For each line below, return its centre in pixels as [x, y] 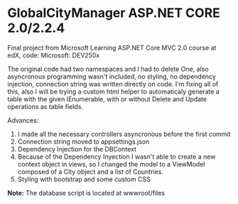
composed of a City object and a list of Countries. [90, 171]
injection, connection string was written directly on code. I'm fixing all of [113, 84]
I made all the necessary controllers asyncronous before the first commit [124, 134]
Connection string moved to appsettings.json [83, 141]
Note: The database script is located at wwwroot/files [86, 193]
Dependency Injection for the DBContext [77, 149]
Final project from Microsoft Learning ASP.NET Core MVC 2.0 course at [112, 47]
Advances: [23, 120]
